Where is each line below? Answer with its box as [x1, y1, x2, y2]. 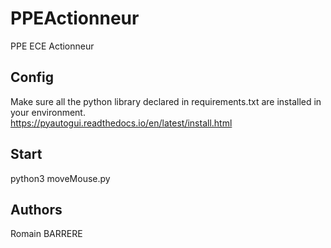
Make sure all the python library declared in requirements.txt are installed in [10, 95, 322, 107]
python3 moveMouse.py [10, 172, 111, 184]
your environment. [10, 106, 86, 118]
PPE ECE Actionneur [10, 40, 95, 52]
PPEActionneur [10, 7, 140, 30]
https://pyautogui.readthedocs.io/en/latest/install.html [10, 117, 233, 129]
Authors [10, 201, 63, 218]
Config [10, 69, 54, 86]
